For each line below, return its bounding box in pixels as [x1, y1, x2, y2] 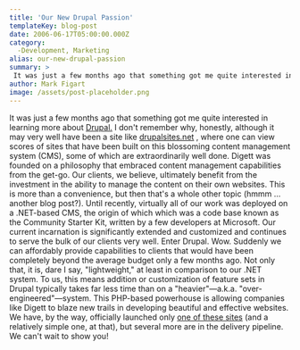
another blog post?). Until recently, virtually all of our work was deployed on [9, 197, 288, 208]
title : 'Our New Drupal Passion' [9, 12, 134, 22]
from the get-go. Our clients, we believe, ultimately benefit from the [9, 169, 257, 179]
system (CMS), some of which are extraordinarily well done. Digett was [9, 150, 271, 161]
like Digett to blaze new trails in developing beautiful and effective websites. [9, 302, 289, 312]
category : [9, 37, 46, 47]
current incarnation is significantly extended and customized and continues [9, 226, 287, 237]
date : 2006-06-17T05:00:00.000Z [9, 29, 129, 38]
